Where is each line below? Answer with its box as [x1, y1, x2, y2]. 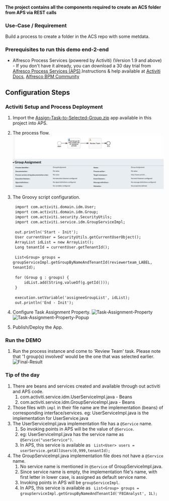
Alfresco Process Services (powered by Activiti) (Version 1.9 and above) [12, 57, 162, 64]
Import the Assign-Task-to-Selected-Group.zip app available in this [12, 114, 152, 120]
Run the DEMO [5, 337, 42, 344]
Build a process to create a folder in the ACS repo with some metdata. [5, 33, 150, 39]
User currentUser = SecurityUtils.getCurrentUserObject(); [15, 235, 141, 240]
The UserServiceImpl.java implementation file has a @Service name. [12, 420, 152, 426]
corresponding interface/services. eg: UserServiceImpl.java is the [12, 410, 149, 416]
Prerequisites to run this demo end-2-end [5, 46, 109, 53]
